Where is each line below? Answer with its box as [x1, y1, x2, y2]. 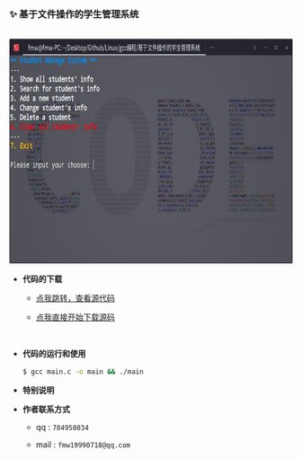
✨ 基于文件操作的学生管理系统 [9, 7, 139, 20]
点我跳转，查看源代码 [35, 293, 115, 304]
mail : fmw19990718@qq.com [35, 439, 131, 450]
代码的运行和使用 [22, 349, 86, 359]
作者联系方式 [22, 404, 70, 415]
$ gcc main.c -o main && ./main [22, 367, 144, 376]
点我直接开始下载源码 [35, 312, 115, 322]
